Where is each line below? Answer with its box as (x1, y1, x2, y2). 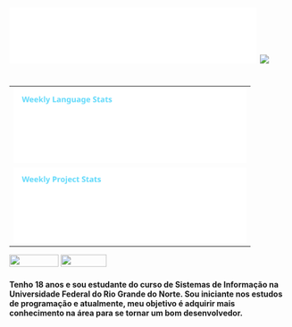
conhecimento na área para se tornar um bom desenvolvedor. (9, 307, 243, 319)
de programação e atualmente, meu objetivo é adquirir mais (9, 298, 236, 309)
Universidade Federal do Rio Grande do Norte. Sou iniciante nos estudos (9, 289, 283, 299)
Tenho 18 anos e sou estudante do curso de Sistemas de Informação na (9, 280, 279, 290)
